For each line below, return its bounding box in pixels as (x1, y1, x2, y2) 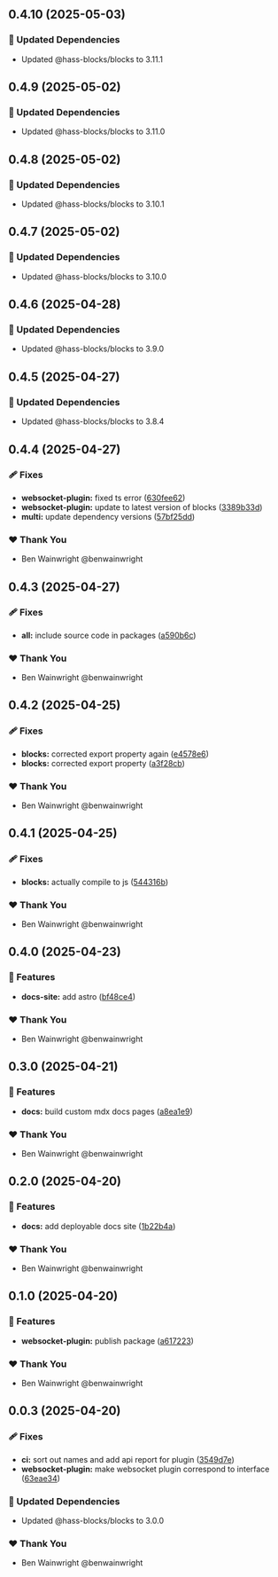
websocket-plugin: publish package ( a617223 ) (20, 1335, 194, 1346)
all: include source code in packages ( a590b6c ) (20, 630, 197, 640)
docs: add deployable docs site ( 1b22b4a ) (20, 1220, 176, 1231)
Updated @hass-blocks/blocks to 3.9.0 (20, 343, 165, 354)
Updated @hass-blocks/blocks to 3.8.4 (20, 416, 165, 427)
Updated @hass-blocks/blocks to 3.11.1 (20, 53, 163, 65)
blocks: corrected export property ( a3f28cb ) (20, 757, 185, 768)
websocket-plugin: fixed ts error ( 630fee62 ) (20, 492, 186, 503)
